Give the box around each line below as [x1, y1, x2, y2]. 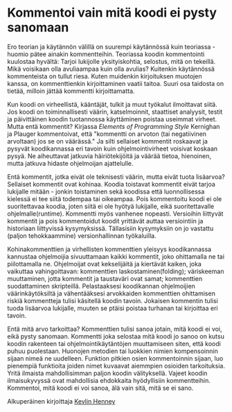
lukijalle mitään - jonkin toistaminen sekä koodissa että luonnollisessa [7, 187, 205, 196]
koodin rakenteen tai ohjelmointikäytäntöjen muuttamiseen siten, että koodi [7, 339, 222, 347]
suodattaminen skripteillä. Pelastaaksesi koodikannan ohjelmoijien [7, 282, 196, 290]
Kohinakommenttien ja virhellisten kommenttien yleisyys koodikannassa [7, 245, 212, 253]
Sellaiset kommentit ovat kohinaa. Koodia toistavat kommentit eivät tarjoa [7, 180, 216, 188]
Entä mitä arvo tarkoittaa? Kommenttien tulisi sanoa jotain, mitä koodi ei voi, [7, 325, 223, 333]
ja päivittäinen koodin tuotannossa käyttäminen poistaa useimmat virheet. [7, 114, 217, 123]
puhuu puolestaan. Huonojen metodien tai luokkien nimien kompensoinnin [7, 347, 218, 355]
